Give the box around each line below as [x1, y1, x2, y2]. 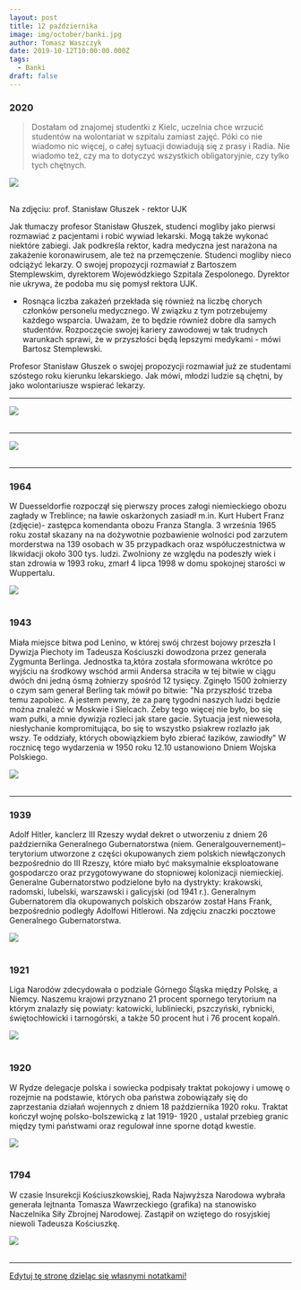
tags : [9, 55, 30, 64]
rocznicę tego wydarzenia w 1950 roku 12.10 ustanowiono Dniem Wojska [9, 742, 277, 753]
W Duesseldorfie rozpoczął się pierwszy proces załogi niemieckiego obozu [9, 500, 287, 512]
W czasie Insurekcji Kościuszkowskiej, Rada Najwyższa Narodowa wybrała [9, 1189, 286, 1200]
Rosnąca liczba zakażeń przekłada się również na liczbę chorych [21, 296, 262, 306]
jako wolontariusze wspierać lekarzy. [9, 380, 146, 391]
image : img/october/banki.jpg [9, 30, 123, 39]
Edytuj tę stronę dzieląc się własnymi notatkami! [9, 1270, 187, 1281]
